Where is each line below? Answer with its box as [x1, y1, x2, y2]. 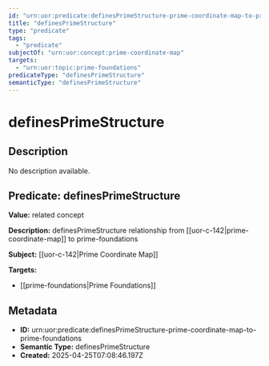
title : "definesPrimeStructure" [8, 19, 116, 27]
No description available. [8, 165, 90, 176]
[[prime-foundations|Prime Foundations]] [19, 280, 156, 290]
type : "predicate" [8, 26, 70, 34]
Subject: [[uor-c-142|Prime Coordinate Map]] [8, 249, 159, 260]
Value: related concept [8, 210, 84, 220]
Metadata [8, 304, 58, 317]
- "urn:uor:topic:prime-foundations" [15, 64, 142, 72]
